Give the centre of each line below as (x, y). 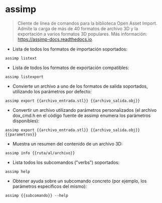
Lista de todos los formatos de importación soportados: (70, 49)
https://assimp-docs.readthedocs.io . (55, 39)
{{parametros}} (21, 134)
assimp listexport (24, 77)
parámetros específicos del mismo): (49, 186)
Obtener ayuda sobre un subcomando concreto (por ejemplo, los (79, 181)
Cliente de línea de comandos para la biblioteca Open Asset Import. (87, 23)
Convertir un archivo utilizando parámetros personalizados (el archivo (85, 110)
